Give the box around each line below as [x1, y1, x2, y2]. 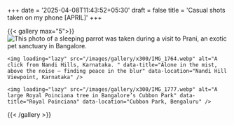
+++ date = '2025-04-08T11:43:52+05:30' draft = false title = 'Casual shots [7, 6, 226, 14]
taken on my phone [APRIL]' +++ [7, 13, 102, 22]
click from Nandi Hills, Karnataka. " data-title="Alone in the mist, [7, 62, 218, 69]
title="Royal [7, 98, 46, 105]
